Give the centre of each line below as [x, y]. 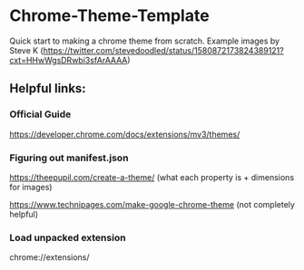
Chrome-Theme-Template [110, 16]
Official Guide [40, 114]
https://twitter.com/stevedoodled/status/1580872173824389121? [163, 50]
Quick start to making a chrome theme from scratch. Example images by [144, 41]
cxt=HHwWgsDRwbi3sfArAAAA [69, 60]
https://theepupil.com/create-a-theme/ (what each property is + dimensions [152, 177]
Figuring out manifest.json [69, 158]
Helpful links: [48, 88]
